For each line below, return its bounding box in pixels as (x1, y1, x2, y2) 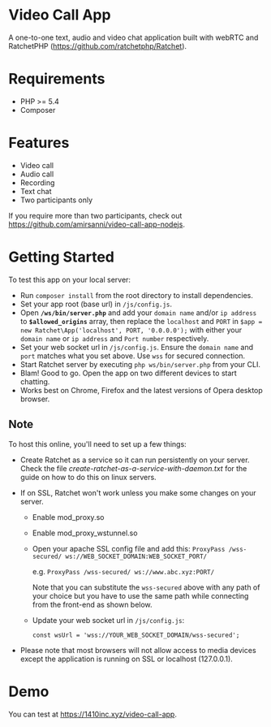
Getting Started (8, 248, 115, 266)
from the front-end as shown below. (32, 599, 153, 609)
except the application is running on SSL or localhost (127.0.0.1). (19, 654, 233, 664)
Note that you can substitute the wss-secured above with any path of (32, 582, 260, 592)
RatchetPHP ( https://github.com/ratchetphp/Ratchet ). (8, 41, 187, 50)
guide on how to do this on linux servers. (19, 472, 157, 482)
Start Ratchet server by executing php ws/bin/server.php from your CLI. (19, 359, 261, 369)
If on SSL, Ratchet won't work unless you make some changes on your (19, 487, 257, 497)
